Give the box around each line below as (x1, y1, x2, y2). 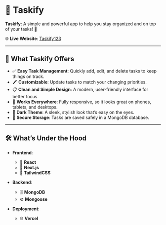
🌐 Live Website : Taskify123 (5, 36, 61, 41)
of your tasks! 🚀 (5, 26, 38, 32)
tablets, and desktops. (12, 104, 58, 110)
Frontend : (12, 150, 33, 155)
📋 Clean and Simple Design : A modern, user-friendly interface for (12, 86, 148, 92)
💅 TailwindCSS (19, 170, 51, 176)
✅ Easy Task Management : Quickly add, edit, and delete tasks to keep (12, 68, 157, 74)
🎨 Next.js (19, 164, 40, 170)
